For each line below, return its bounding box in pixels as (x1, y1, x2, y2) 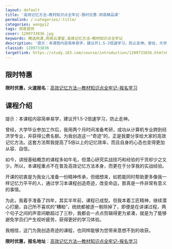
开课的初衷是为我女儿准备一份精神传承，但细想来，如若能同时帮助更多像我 (5, 174, 162, 180)
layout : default (5, 7, 40, 13)
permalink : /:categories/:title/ (5, 17, 77, 22)
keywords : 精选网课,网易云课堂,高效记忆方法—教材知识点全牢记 (5, 36, 123, 41)
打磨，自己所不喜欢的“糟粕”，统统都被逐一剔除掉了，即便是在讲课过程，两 (9, 204, 166, 210)
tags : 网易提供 (5, 27, 35, 32)
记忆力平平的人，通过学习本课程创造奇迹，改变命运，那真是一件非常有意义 (9, 180, 167, 186)
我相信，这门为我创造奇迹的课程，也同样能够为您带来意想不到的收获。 (5, 228, 154, 234)
